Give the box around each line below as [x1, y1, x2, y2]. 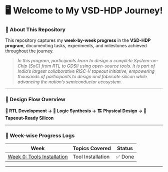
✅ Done [115, 154, 134, 161]
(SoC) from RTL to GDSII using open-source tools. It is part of [28, 63, 155, 69]
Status [116, 145, 133, 152]
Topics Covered [72, 145, 111, 152]
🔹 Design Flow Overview [5, 96, 66, 103]
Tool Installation [72, 154, 110, 161]
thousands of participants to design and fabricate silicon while [17, 74, 147, 80]
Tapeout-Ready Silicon [5, 115, 54, 121]
